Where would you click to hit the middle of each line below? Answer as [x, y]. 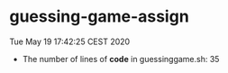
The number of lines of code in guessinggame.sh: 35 [121, 59]
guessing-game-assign [99, 17]
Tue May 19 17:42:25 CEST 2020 [70, 41]
